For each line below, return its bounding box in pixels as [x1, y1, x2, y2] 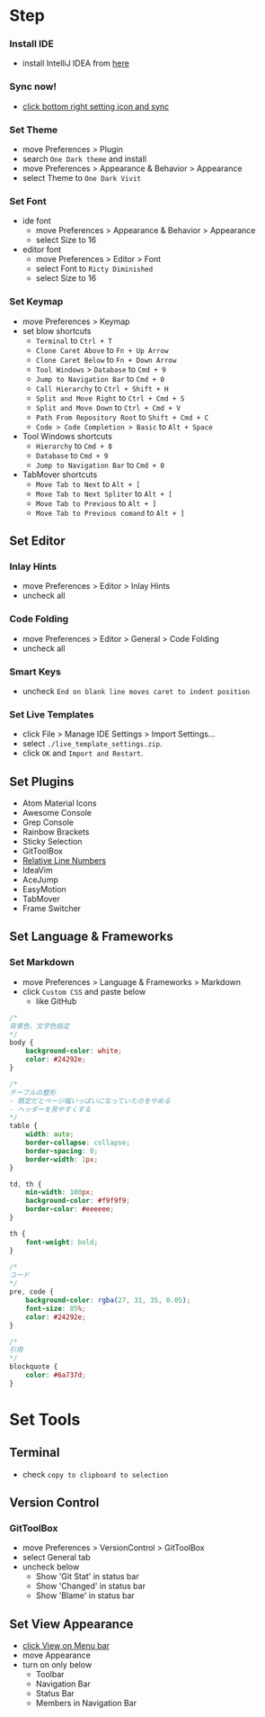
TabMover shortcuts [22, 469, 98, 480]
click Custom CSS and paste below [22, 986, 146, 997]
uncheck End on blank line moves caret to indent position [22, 685, 251, 696]
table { [9, 1122, 39, 1131]
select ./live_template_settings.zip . [22, 738, 163, 749]
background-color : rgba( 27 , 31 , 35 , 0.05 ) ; [25, 1296, 191, 1305]
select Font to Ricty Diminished [35, 263, 154, 275]
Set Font [9, 195, 47, 207]
